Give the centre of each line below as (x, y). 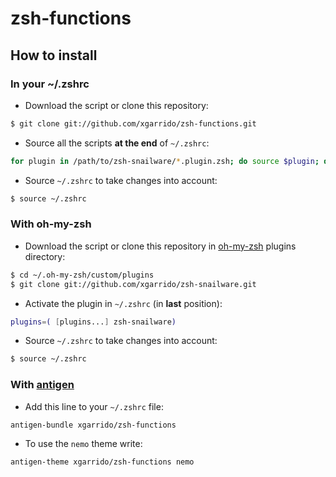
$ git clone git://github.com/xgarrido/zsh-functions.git (133, 123)
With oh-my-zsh (51, 224)
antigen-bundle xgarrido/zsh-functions (93, 425)
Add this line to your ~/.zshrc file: (94, 406)
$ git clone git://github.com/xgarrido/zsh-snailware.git (133, 284)
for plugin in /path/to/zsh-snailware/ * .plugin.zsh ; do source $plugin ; (165, 161)
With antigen (42, 385)
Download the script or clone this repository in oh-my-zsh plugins (160, 246)
